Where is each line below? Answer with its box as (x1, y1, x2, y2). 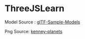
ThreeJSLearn (4, 3, 65, 14)
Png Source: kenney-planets (4, 28, 63, 34)
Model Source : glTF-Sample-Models (4, 19, 80, 25)
